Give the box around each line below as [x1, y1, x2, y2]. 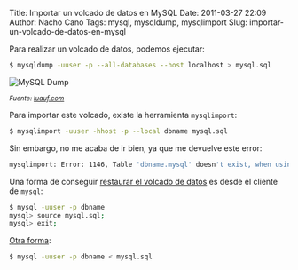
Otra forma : [9, 235, 51, 246]
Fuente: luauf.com [9, 93, 65, 103]
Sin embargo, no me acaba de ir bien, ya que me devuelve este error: [9, 142, 263, 154]
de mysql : [9, 186, 43, 196]
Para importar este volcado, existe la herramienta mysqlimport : [9, 109, 238, 120]
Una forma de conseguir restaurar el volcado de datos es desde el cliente [9, 176, 278, 187]
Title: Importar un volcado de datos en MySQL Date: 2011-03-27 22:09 [9, 8, 267, 18]
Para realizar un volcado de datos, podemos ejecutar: [9, 44, 206, 54]
